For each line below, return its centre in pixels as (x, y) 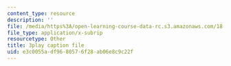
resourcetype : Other (37, 39)
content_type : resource (41, 13)
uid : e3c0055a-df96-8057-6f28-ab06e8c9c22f (70, 52)
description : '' (30, 20)
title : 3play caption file (46, 45)
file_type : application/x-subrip (55, 33)
